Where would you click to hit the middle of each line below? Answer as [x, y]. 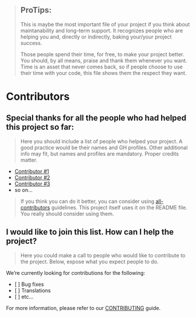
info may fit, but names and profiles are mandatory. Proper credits [99, 154]
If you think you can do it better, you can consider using [87, 201]
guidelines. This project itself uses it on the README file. [120, 207]
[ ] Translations [33, 290]
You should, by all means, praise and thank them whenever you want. [104, 60]
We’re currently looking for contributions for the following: [76, 273]
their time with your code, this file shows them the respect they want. [103, 73]
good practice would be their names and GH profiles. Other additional [104, 147]
